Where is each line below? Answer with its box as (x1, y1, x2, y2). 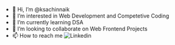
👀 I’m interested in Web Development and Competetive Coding (12, 12, 170, 19)
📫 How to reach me (12, 32, 63, 39)
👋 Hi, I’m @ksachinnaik (12, 6, 70, 13)
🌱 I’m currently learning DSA (12, 19, 84, 26)
